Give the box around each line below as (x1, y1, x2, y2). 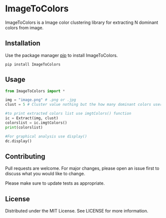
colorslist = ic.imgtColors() (5, 120, 68, 125)
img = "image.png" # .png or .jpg (5, 97, 77, 102)
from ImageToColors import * (5, 88, 65, 93)
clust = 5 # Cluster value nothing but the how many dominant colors (5, 102, 152, 107)
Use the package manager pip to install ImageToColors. (5, 52, 118, 58)
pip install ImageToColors (5, 62, 61, 67)
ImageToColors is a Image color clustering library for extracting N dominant (5, 19, 159, 25)
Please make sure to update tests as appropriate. (5, 180, 105, 186)
